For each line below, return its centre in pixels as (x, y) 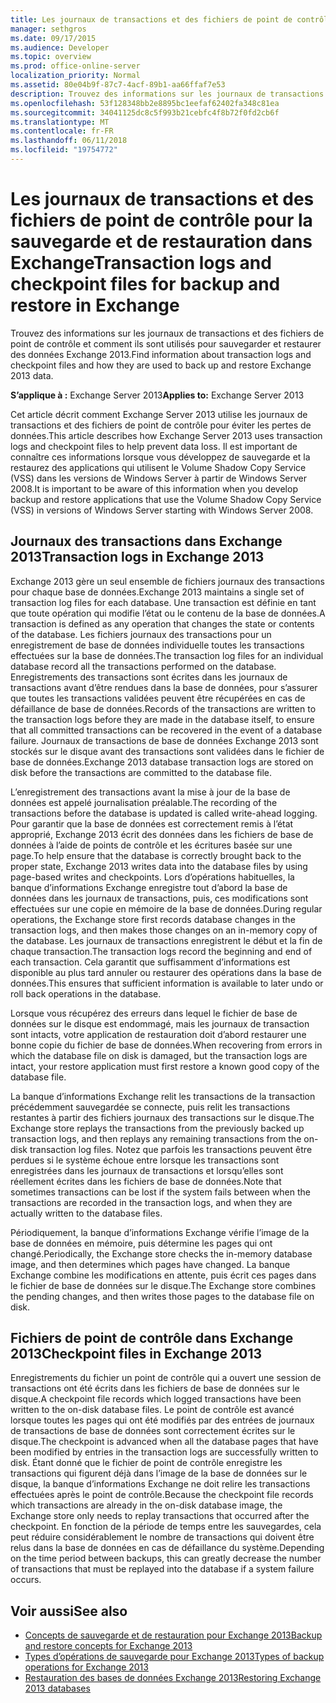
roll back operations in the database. (86, 993)
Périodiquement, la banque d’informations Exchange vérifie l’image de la (160, 1232)
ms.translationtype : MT (60, 122)
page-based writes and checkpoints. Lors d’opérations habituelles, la (152, 877)
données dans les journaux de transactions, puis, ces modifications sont (159, 898)
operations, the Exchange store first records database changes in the (153, 919)
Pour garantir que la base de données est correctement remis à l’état (152, 823)
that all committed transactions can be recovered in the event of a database (166, 730)
